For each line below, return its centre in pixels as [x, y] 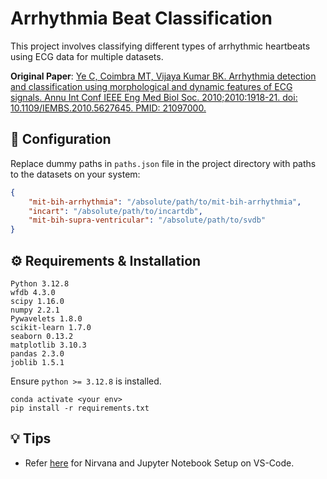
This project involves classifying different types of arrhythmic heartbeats [160, 46]
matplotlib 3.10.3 [48, 345]
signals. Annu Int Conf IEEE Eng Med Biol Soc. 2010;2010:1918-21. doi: [154, 97]
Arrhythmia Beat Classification [141, 18]
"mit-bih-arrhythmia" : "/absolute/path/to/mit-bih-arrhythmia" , [165, 202]
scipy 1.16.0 [37, 301]
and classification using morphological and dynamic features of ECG [151, 86]
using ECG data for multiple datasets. [87, 56]
